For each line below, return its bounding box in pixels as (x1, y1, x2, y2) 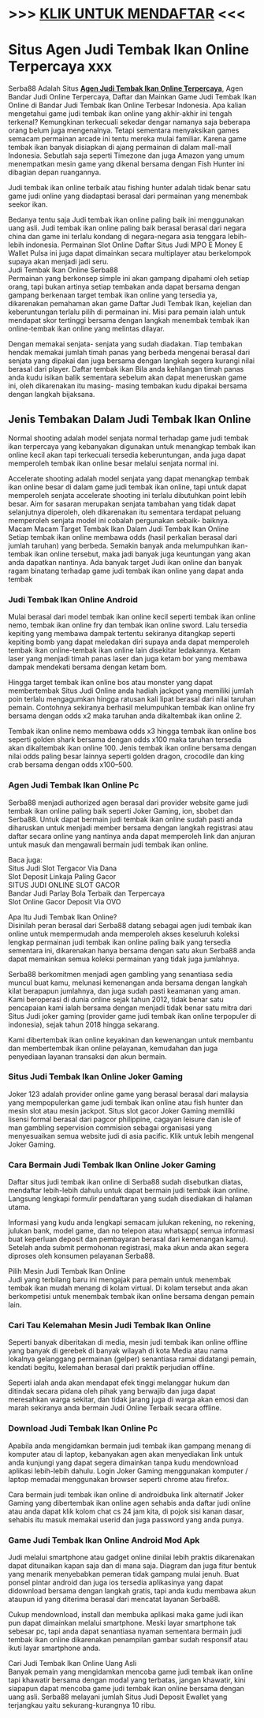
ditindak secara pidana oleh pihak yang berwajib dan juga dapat (8, 1387, 216, 1396)
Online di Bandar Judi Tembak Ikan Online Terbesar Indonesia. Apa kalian (8, 100, 247, 110)
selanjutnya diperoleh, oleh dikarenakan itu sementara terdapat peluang (8, 507, 241, 517)
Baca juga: (8, 855, 43, 864)
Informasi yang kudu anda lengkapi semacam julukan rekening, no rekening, (8, 1218, 256, 1227)
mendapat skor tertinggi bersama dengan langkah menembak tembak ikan (8, 316, 250, 325)
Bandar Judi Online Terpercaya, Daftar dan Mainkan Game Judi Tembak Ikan (8, 92, 257, 102)
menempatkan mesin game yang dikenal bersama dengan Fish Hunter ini (8, 159, 245, 169)
